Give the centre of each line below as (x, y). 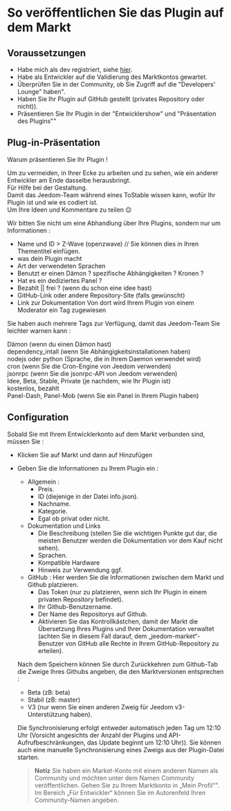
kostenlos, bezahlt (33, 388)
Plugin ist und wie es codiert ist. (53, 202)
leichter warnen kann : (39, 331)
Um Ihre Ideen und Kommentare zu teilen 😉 (70, 210)
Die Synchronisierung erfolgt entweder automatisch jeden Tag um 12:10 (119, 727)
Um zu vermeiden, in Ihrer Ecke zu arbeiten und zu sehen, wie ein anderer (113, 173)
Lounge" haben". (41, 92)
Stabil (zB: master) (54, 700)
